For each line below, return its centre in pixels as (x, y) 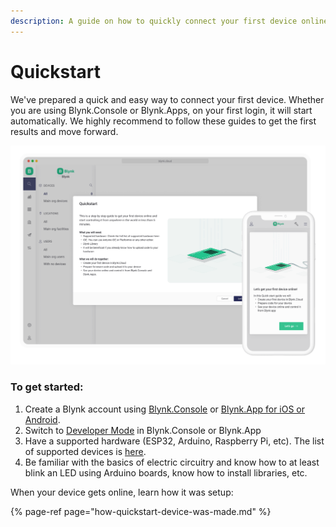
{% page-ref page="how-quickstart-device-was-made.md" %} (141, 511)
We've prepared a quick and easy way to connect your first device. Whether (167, 99)
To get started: (47, 387)
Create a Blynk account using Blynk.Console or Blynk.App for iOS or (165, 409)
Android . (42, 419)
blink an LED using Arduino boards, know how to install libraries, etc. (166, 472)
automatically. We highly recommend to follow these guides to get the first (163, 121)
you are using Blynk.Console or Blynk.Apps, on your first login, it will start (161, 110)
